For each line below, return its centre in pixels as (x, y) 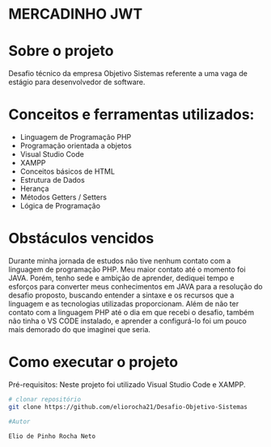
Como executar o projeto (93, 363)
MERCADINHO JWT (76, 14)
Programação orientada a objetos (76, 145)
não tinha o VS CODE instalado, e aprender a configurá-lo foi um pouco (127, 321)
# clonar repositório (45, 399)
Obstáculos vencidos (81, 238)
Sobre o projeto (61, 51)
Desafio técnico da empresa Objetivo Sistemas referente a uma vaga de (128, 74)
